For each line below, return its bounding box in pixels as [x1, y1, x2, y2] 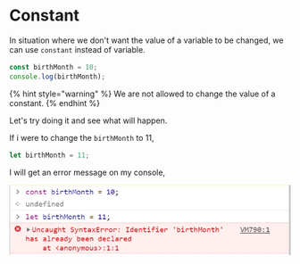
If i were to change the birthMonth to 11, [9, 132, 154, 143]
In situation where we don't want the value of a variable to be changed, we [9, 35, 284, 45]
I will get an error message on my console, [9, 167, 166, 177]
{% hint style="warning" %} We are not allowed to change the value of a [9, 88, 276, 99]
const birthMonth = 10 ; [9, 62, 98, 71]
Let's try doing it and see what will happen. [9, 115, 168, 126]
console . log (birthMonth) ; [9, 72, 105, 81]
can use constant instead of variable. [9, 44, 146, 54]
